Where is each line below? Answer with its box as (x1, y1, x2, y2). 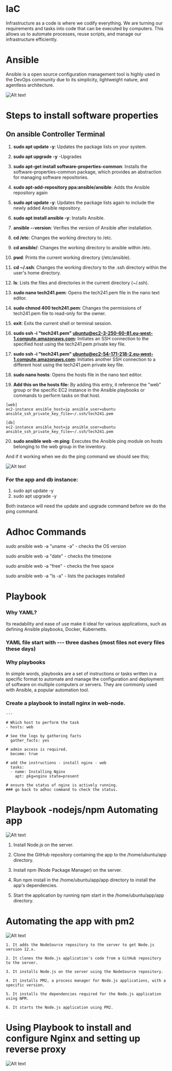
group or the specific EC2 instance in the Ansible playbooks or (13, 387, 145, 393)
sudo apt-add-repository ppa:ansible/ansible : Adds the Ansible (13, 184, 150, 190)
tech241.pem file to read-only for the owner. (13, 310, 106, 316)
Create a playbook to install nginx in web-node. (6, 700, 126, 707)
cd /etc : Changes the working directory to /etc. (13, 235, 113, 241)
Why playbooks (6, 659, 45, 666)
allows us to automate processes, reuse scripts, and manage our (6, 31, 142, 37)
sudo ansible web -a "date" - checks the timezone (6, 553, 112, 560)
